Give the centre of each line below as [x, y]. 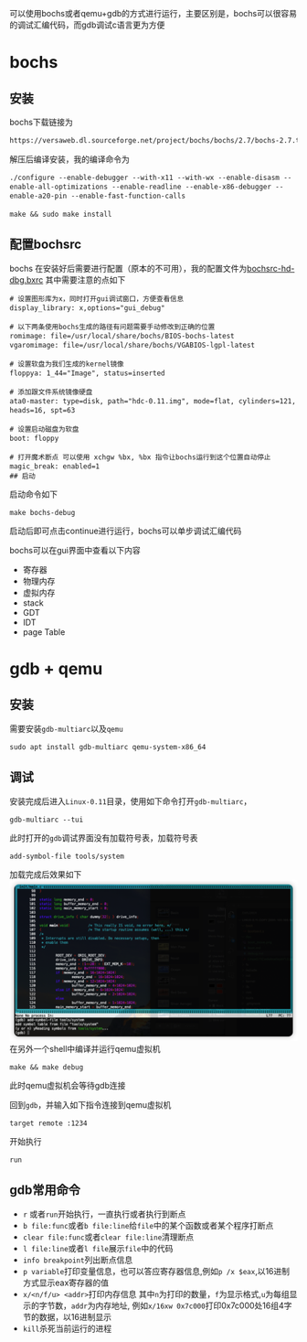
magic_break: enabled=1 [55, 466]
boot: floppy [34, 438]
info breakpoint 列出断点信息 [78, 1260]
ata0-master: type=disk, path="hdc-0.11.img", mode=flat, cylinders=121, [153, 401]
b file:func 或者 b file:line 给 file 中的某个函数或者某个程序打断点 [148, 1225]
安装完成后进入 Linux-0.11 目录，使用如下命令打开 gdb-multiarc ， [131, 801]
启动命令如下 [33, 494]
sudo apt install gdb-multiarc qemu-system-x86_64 [108, 747]
